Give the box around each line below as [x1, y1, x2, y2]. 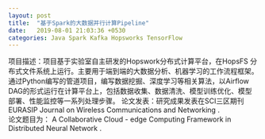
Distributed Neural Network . [8, 124, 102, 133]
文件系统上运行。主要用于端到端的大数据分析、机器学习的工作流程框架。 [21, 67, 259, 76]
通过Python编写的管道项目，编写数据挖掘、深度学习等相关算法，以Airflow [8, 76, 250, 86]
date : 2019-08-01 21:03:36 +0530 [8, 26, 126, 34]
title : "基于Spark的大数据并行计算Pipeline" [8, 19, 149, 27]
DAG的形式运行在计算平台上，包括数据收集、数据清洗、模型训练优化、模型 [8, 87, 252, 96]
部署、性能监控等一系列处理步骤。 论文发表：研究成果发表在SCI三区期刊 [8, 96, 244, 106]
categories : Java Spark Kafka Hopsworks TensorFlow [8, 33, 182, 42]
